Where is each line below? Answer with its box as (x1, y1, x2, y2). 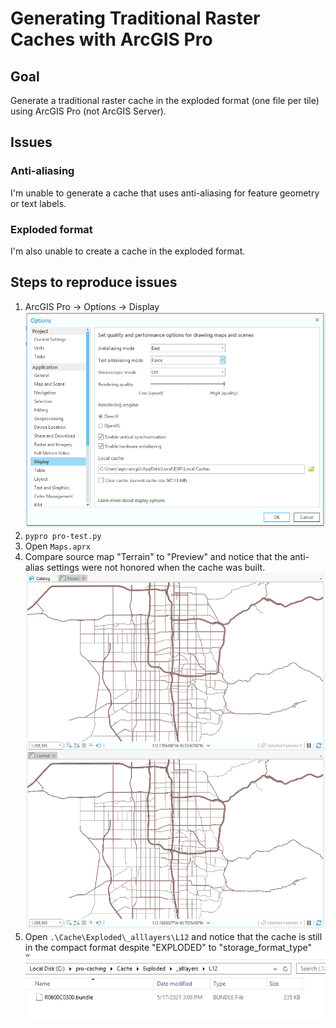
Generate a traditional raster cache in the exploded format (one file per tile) (10, 95, 320, 106)
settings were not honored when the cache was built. (46, 561, 266, 573)
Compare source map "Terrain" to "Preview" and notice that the (24, 550, 288, 562)
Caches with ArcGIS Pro (10, 28, 213, 51)
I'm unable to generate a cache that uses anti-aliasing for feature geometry (10, 187, 320, 199)
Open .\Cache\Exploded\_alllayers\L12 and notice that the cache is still (24, 931, 323, 943)
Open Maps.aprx (24, 540, 91, 552)
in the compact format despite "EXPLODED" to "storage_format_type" (24, 942, 313, 954)
